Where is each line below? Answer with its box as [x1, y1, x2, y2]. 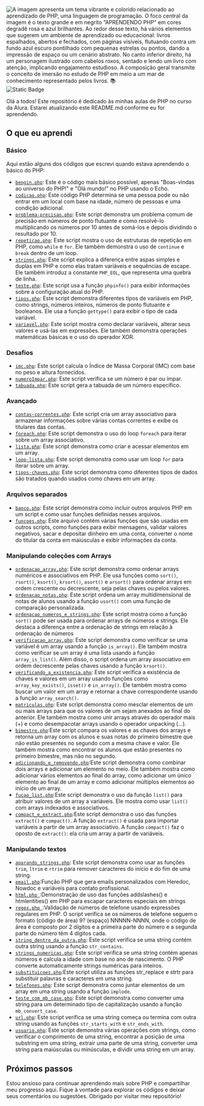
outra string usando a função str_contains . [15, 943, 124, 950]
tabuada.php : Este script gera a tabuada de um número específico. [15, 381, 181, 389]
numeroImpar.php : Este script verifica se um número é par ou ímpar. [15, 375, 183, 382]
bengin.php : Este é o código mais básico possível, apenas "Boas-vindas [15, 178, 195, 185]
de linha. [15, 275, 37, 282]
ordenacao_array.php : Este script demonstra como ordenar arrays [15, 565, 179, 572]
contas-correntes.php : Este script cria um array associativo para [15, 411, 177, 418]
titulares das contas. [15, 423, 66, 431]
